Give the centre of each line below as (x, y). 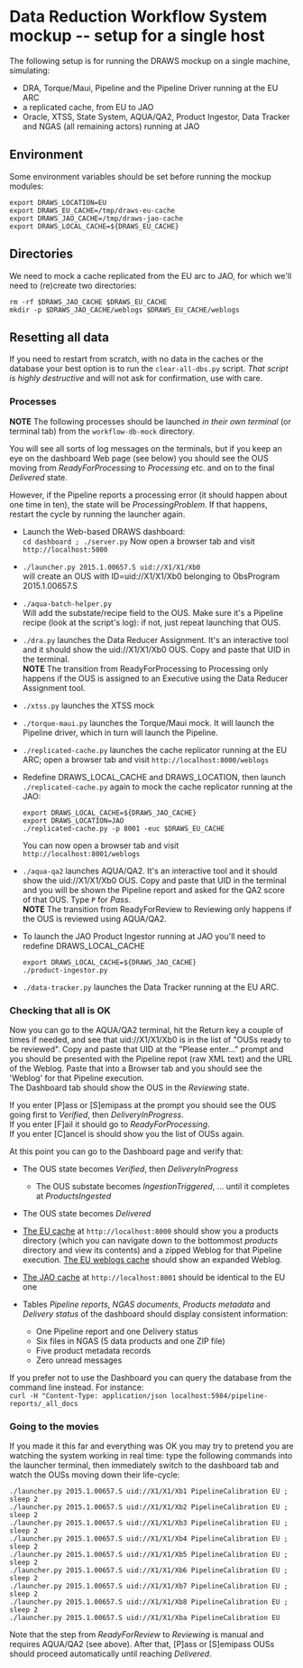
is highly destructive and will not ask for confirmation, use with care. (136, 378)
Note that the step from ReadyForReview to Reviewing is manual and (137, 1635)
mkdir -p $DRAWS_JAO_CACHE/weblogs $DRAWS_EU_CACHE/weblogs (125, 310)
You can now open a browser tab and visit (101, 845)
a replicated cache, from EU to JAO (88, 107)
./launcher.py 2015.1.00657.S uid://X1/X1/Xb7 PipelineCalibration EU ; (149, 1587)
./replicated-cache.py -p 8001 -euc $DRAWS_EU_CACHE (124, 828)
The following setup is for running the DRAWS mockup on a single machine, (150, 61)
